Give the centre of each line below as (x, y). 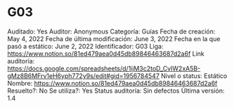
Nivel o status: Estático (194, 76)
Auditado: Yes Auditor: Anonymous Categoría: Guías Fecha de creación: (111, 31)
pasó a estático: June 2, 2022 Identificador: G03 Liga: (85, 46)
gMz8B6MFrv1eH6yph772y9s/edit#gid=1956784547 (84, 76)
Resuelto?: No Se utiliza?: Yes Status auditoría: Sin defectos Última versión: (116, 91)
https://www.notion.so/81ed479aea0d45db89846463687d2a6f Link (106, 54)
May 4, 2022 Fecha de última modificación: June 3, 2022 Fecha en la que (114, 38)
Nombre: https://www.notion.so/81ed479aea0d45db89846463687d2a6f (112, 83)
